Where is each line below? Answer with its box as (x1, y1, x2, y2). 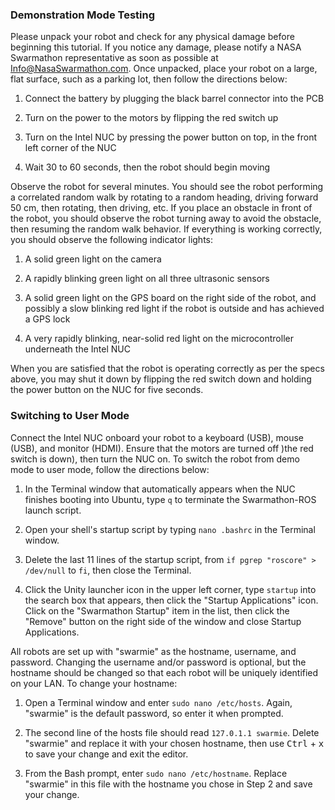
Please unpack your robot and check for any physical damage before (10, 31, 295, 43)
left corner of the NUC (24, 142, 117, 154)
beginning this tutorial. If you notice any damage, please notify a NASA (10, 41, 302, 53)
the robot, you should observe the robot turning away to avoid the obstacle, (10, 213, 322, 225)
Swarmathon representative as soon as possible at (10, 52, 219, 64)
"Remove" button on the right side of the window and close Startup (24, 615, 302, 627)
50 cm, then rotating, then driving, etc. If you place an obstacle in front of (10, 202, 313, 214)
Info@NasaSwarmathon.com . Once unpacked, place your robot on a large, (10, 63, 318, 75)
